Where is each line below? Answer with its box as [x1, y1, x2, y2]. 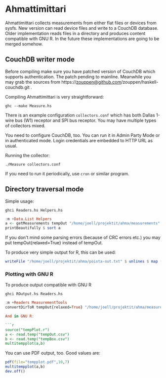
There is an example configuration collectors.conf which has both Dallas [5, 112, 155, 118]
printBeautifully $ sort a [5, 225, 61, 231]
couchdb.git [5, 84, 30, 90]
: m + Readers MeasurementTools [5, 300, 68, 305]
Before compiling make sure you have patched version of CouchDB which [5, 68, 156, 74]
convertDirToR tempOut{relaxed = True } [5, 305, 83, 310]
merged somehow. [5, 41, 43, 47]
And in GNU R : [5, 314, 35, 319]
